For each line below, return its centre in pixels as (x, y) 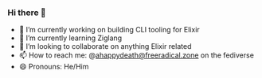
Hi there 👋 (27, 13)
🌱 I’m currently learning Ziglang (70, 38)
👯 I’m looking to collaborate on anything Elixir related (105, 46)
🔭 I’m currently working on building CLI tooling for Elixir (109, 30)
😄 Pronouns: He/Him (54, 67)
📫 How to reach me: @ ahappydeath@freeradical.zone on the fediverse (136, 55)
